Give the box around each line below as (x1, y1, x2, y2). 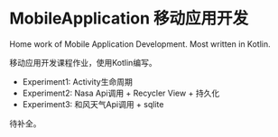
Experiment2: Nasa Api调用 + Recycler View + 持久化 (22, 87, 220, 98)
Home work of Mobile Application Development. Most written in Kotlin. (9, 38, 271, 50)
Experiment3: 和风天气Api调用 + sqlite (22, 98, 164, 109)
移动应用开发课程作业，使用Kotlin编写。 (9, 57, 157, 68)
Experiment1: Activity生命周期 (22, 76, 133, 87)
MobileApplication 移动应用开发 (9, 8, 249, 29)
